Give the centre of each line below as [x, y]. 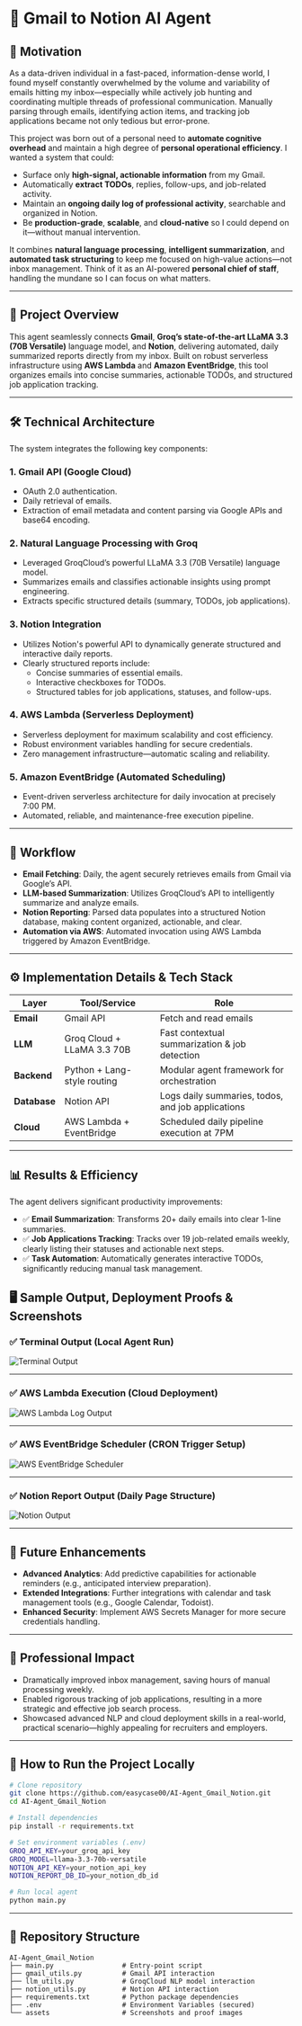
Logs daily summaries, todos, [222, 1095]
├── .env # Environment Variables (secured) [132, 2004]
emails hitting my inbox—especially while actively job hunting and [131, 92]
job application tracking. [54, 384]
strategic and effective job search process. [102, 1709]
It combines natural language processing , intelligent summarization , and [147, 250]
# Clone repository [46, 1785]
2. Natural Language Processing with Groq [104, 543]
